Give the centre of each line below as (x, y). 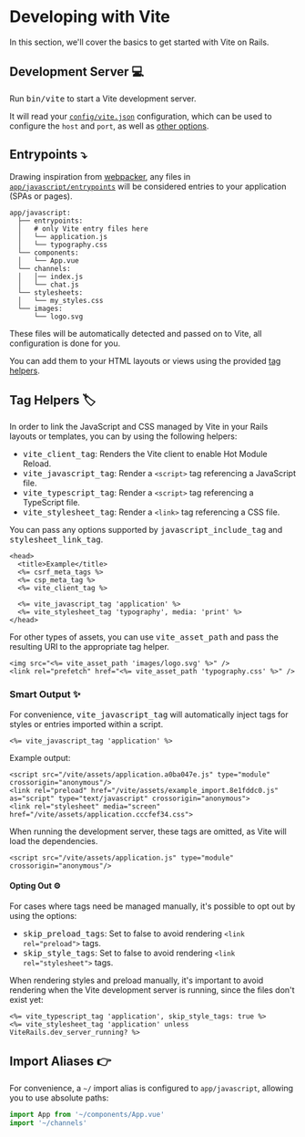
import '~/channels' (49, 1123)
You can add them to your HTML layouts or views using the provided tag (145, 360)
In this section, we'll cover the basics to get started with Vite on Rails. (139, 42)
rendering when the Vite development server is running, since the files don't (152, 990)
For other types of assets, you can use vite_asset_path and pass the (144, 637)
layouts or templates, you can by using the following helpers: (123, 436)
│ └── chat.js (48, 285)
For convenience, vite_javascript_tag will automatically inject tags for (149, 715)
